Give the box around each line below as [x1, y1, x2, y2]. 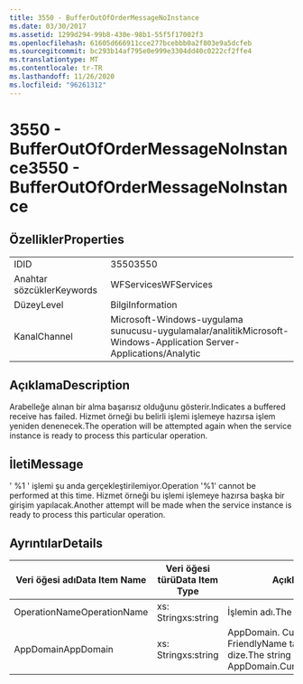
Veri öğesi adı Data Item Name [15, 574, 147, 586]
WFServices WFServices [110, 277, 214, 290]
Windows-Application [110, 335, 205, 348]
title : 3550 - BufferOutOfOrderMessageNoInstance [9, 13, 200, 23]
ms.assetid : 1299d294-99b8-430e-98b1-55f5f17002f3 [9, 30, 204, 39]
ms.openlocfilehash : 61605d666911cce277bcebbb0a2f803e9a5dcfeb [9, 38, 252, 48]
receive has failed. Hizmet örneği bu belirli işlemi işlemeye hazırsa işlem [9, 411, 276, 422]
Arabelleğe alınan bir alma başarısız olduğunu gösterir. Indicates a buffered [9, 401, 286, 412]
